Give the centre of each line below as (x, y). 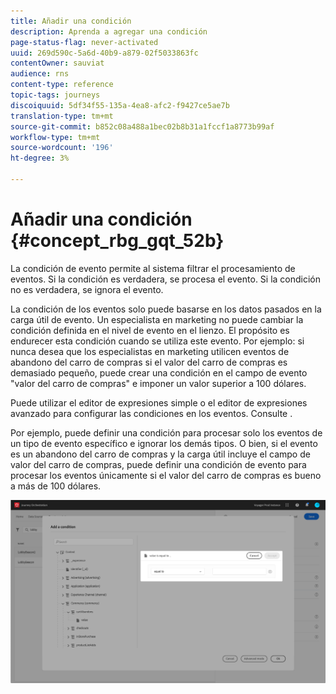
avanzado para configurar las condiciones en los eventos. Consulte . (151, 413)
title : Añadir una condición (71, 21)
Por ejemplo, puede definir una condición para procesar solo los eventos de (166, 432)
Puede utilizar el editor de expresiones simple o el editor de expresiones (159, 402)
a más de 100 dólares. (56, 486)
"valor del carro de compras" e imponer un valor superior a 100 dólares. (158, 383)
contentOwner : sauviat (57, 63)
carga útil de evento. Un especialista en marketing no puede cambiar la (157, 319)
